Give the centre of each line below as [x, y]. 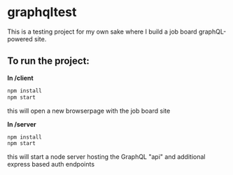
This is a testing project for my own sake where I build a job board [102, 31]
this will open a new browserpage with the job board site [89, 111]
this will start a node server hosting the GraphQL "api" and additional [106, 157]
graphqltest [42, 12]
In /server [22, 124]
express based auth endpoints [51, 164]
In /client [20, 78]
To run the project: [48, 61]
